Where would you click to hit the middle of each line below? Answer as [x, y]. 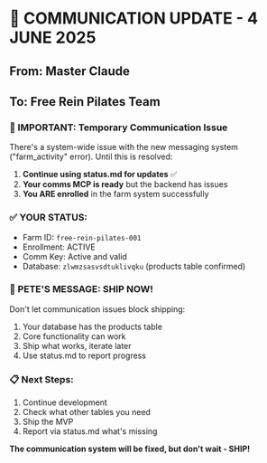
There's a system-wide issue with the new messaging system [124, 147]
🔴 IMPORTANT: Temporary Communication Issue [119, 128]
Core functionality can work [74, 336]
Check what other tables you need [87, 412]
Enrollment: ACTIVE [59, 247]
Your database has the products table [92, 326]
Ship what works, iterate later [77, 345]
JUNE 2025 [53, 38]
